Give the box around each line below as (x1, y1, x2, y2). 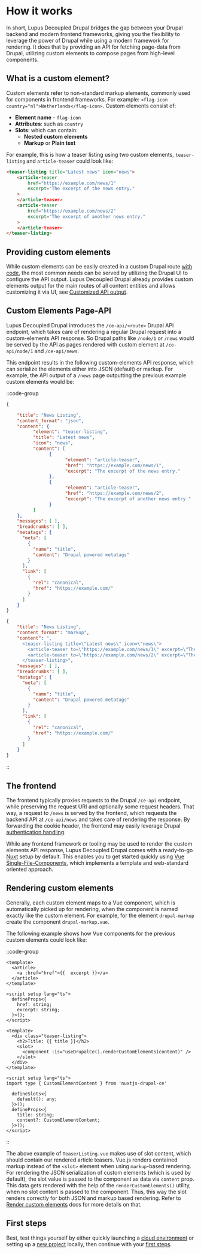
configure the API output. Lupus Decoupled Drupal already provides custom (6, 276, 193, 283)
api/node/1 (6, 348, 33, 354)
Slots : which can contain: (14, 126, 78, 133)
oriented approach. (6, 865, 54, 873)
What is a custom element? (6, 73, 109, 83)
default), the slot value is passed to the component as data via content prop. (6, 1175, 194, 1183)
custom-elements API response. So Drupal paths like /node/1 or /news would (6, 335, 194, 342)
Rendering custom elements (6, 883, 114, 893)
